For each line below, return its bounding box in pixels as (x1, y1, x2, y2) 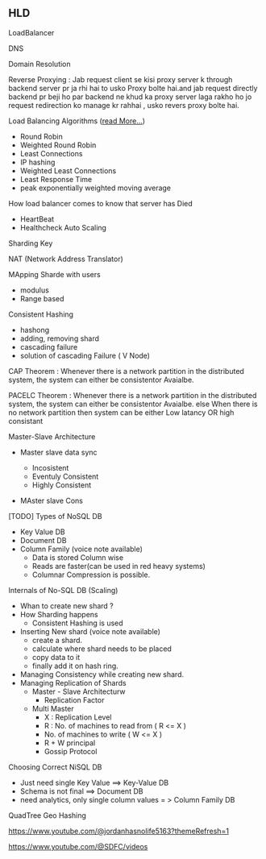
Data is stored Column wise (31, 552, 123, 562)
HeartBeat (19, 214, 55, 224)
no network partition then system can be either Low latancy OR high (8, 407, 235, 417)
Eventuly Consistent (31, 471, 99, 481)
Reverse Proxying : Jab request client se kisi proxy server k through (8, 74, 233, 84)
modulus (19, 285, 50, 295)
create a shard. (31, 635, 83, 645)
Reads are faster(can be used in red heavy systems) (31, 561, 206, 571)
